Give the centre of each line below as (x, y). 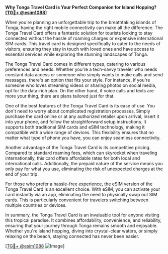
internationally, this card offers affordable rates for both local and (73, 158)
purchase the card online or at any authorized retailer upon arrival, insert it (82, 116)
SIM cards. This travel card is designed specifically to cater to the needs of (83, 44)
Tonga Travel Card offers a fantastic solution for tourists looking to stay (79, 33)
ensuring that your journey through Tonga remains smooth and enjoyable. (81, 226)
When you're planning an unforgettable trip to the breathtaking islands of (81, 22)
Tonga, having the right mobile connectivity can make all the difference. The (84, 28)
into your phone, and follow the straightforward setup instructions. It (76, 122)
